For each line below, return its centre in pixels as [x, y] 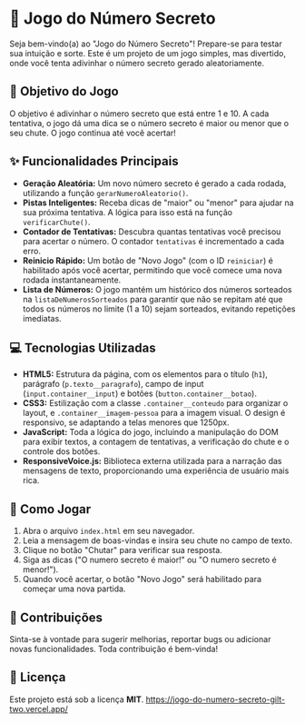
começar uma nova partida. [74, 589]
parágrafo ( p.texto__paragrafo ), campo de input [113, 384]
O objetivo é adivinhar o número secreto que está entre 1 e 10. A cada [139, 114]
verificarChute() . [56, 222]
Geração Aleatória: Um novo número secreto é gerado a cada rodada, [154, 183]
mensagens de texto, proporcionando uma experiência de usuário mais [156, 470]
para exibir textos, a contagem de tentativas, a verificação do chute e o [156, 442]
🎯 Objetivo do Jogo [64, 91]
